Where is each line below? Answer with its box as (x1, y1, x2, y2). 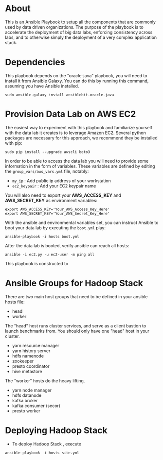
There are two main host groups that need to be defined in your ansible (5, 293, 148, 299)
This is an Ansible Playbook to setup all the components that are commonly (5, 19, 156, 25)
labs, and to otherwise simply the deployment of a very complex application (5, 34, 157, 40)
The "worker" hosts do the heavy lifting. (5, 377, 85, 384)
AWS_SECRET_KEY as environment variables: (5, 197, 98, 203)
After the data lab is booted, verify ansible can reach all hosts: (5, 242, 129, 248)
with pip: (5, 140, 23, 146)
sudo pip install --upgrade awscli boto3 (5, 149, 91, 154)
